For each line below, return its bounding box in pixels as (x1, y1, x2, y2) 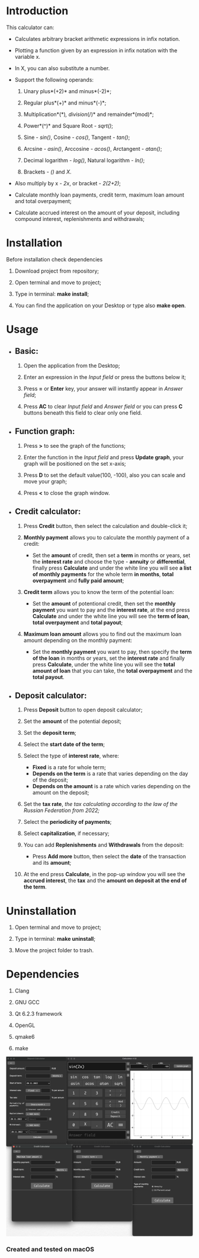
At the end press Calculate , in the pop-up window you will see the (23, 871, 185, 878)
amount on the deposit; (32, 789, 89, 796)
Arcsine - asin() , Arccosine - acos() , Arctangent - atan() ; (23, 145, 162, 152)
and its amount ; (32, 859, 72, 867)
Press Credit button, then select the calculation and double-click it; (23, 522, 188, 529)
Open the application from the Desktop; (23, 362, 120, 369)
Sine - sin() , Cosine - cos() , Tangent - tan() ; (23, 134, 130, 141)
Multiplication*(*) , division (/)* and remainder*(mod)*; (23, 110, 154, 118)
